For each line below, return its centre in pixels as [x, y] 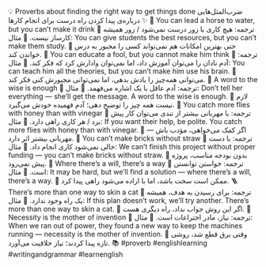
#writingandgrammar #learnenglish [66, 254]
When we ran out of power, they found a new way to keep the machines [125, 226]
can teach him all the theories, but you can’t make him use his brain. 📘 [122, 71]
